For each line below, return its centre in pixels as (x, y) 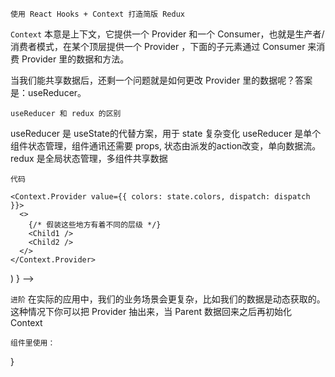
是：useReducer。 (48, 92)
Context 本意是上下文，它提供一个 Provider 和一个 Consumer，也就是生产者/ (167, 34)
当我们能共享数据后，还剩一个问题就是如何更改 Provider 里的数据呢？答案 (161, 80)
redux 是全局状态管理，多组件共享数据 (89, 158)
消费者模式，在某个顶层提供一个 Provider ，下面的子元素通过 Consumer (158, 46)
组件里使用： (33, 343)
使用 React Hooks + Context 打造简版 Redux (97, 14)
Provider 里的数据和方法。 (75, 59)
